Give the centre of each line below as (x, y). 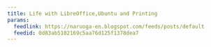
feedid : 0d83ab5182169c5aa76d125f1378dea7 (76, 33)
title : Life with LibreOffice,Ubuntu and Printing (82, 13)
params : (19, 20)
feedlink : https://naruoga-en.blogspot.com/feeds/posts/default (109, 26)
